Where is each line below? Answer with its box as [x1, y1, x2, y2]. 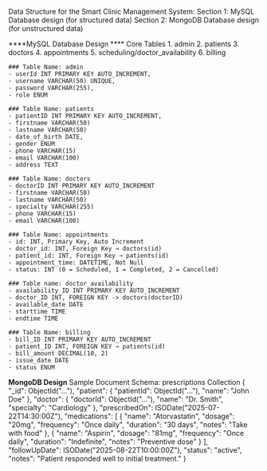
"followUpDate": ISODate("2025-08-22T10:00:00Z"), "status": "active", [8, 445, 242, 454]
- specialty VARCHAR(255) [8, 203, 94, 211]
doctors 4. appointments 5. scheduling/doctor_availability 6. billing [8, 48, 226, 57]
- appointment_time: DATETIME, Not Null [8, 259, 145, 267]
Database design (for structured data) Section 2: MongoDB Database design [8, 15, 260, 25]
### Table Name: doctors [8, 175, 91, 183]
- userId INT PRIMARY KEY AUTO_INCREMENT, [8, 70, 151, 78]
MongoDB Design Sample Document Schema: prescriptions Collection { [8, 378, 245, 386]
